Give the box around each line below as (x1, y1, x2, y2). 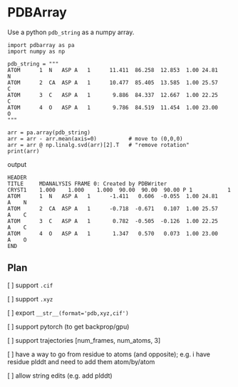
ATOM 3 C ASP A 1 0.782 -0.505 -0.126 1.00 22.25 (7, 217, 219, 225)
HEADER (7, 174, 27, 181)
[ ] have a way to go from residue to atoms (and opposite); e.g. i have (7, 350, 210, 358)
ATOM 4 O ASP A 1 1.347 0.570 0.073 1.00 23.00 (7, 229, 219, 237)
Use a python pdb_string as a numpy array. (7, 28, 135, 36)
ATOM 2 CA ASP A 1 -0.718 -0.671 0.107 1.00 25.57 (7, 205, 219, 212)
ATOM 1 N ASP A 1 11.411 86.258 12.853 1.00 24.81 (7, 66, 219, 73)
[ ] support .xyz (7, 294, 53, 303)
